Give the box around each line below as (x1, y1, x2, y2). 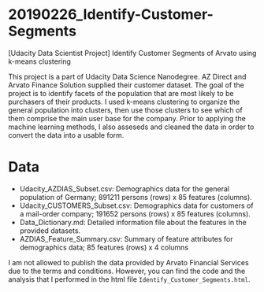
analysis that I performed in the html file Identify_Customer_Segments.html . (8, 274, 251, 284)
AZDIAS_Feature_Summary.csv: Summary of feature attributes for (19, 234, 234, 243)
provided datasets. (19, 226, 81, 235)
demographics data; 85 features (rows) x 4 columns (19, 242, 189, 252)
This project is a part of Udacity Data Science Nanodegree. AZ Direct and (8, 72, 247, 81)
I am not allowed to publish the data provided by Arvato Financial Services (8, 257, 250, 267)
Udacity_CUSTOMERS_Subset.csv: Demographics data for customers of (19, 201, 254, 210)
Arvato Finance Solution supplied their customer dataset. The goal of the (8, 80, 244, 90)
